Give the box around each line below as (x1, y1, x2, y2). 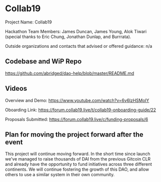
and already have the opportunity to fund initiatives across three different (5, 162, 152, 167)
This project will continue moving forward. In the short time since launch (5, 151, 150, 157)
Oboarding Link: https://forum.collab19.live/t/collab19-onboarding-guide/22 (5, 107, 156, 113)
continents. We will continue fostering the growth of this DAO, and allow (5, 166, 149, 172)
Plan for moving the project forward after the (5, 130, 144, 139)
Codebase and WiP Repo (5, 57, 82, 66)
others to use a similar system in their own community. (5, 172, 115, 178)
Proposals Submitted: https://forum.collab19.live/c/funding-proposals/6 (5, 116, 148, 122)
